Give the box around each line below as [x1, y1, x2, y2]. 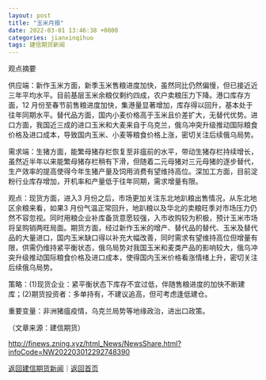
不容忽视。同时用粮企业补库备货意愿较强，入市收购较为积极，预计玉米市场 [14, 213, 258, 222]
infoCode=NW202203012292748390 [8, 348, 131, 357]
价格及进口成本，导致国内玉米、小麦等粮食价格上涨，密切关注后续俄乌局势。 [8, 130, 258, 139]
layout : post [8, 11, 51, 20]
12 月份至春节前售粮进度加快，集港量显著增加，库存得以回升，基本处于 [21, 101, 253, 110]
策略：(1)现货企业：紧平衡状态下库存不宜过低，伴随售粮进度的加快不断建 [8, 279, 245, 289]
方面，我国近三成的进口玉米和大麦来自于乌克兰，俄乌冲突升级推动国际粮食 [14, 120, 258, 130]
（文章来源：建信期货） [8, 323, 85, 332]
